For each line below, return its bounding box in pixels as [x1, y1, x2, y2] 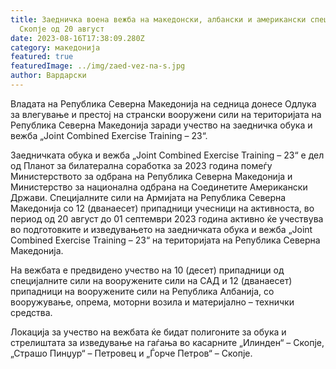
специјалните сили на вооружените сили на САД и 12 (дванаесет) [10, 274, 293, 286]
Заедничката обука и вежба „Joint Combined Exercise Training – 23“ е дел [10, 149, 325, 161]
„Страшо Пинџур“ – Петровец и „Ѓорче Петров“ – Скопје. [10, 347, 253, 359]
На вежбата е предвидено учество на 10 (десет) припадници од [10, 264, 285, 276]
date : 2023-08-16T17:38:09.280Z [10, 33, 145, 43]
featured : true [10, 52, 74, 62]
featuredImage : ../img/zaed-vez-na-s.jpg [10, 61, 186, 71]
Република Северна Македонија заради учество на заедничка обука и [10, 119, 313, 131]
